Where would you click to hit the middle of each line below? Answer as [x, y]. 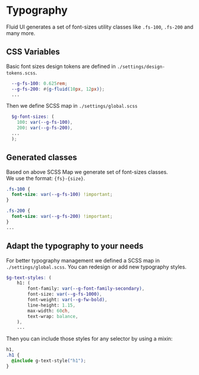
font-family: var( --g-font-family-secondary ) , [86, 289]
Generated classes [42, 157]
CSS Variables [33, 52]
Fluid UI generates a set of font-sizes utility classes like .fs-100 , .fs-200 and [100, 27]
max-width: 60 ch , [49, 311]
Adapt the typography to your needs [75, 246]
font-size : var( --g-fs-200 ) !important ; [62, 217]
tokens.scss [21, 73]
